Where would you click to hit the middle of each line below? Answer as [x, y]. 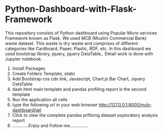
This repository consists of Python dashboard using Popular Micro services [81, 33]
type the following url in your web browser [55, 105]
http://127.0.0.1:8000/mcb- [125, 105]
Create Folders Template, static [44, 73]
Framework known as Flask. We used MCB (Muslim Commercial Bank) [76, 38]
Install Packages [29, 68]
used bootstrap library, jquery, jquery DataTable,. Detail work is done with [79, 54]
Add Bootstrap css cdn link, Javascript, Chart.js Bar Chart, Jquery [79, 79]
